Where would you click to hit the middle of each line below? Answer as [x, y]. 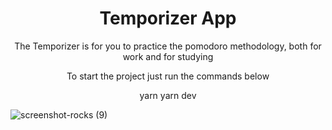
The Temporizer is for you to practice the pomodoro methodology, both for [168, 46]
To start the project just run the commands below [168, 76]
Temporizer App [168, 18]
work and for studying [168, 56]
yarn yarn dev [168, 95]
